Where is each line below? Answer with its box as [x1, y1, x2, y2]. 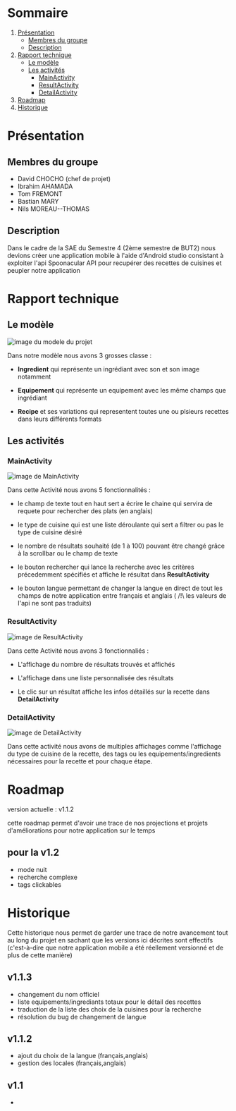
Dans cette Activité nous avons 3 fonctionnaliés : [7, 646, 149, 655]
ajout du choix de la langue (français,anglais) [17, 1052, 149, 1060]
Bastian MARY [17, 197, 59, 205]
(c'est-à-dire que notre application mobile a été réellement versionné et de [7, 943, 224, 952]
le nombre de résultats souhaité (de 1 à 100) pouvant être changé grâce [17, 541, 225, 551]
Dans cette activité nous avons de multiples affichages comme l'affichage [7, 742, 222, 751]
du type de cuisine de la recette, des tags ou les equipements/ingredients [7, 749, 221, 759]
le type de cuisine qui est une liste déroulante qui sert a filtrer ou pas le [17, 520, 224, 529]
